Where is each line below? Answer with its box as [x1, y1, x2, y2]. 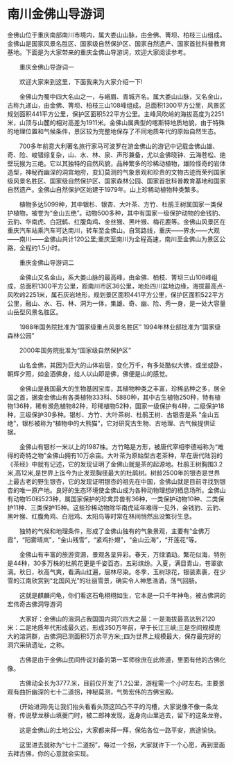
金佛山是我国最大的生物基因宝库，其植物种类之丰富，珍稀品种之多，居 [19, 384, 220, 393]
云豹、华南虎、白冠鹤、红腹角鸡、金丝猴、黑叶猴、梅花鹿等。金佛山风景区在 [7, 217, 226, 226]
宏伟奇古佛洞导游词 [7, 599, 62, 608]
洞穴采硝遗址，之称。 [7, 640, 68, 649]
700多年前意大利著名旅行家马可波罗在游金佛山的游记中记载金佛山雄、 [19, 142, 219, 150]
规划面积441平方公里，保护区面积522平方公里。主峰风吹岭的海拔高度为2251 [7, 109, 224, 118]
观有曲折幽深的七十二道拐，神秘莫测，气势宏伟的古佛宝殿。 [7, 688, 178, 696]
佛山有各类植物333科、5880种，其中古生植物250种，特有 [49, 393, 215, 401]
